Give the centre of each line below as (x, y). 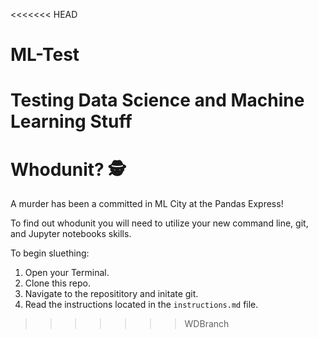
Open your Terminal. (67, 273)
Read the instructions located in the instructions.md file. (141, 305)
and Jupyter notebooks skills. (71, 234)
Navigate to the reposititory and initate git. (111, 294)
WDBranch (207, 324)
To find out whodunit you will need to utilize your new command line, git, (159, 223)
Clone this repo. (57, 283)
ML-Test (45, 55)
